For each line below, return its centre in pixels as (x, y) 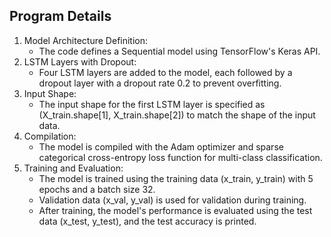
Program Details (60, 16)
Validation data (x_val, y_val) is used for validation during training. (172, 200)
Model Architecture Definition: (86, 40)
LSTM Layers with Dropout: (80, 61)
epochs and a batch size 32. (97, 189)
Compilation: (50, 136)
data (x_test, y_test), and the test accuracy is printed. (147, 221)
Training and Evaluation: (73, 168)
